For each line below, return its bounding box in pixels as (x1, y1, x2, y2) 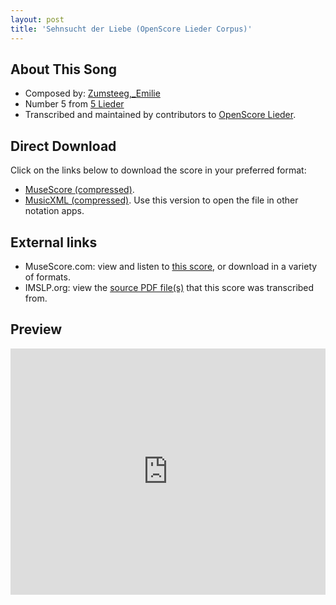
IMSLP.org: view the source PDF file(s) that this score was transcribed (24, 281, 315, 293)
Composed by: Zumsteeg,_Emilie (24, 87, 161, 100)
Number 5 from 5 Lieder (24, 98, 125, 110)
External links (10, 234, 98, 251)
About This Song (10, 61, 118, 78)
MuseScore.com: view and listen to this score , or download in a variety (24, 260, 318, 272)
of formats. (24, 271, 71, 283)
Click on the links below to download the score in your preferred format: (10, 164, 307, 176)
